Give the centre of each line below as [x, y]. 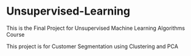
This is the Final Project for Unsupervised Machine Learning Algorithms [96, 28]
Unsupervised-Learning [68, 11]
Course [16, 34]
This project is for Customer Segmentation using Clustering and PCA [92, 46]
